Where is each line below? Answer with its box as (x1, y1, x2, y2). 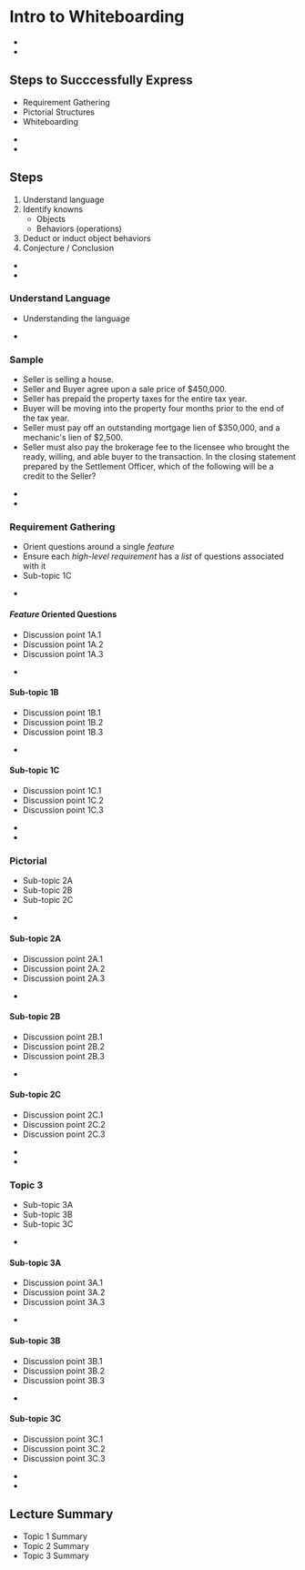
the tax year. (22, 412, 70, 424)
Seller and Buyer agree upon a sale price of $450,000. (22, 384, 228, 395)
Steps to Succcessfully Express (9, 73, 193, 88)
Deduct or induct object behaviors (22, 232, 152, 243)
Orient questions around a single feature (22, 542, 175, 552)
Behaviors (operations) (36, 223, 123, 234)
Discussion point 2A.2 (22, 963, 106, 974)
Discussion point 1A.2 (22, 639, 104, 650)
